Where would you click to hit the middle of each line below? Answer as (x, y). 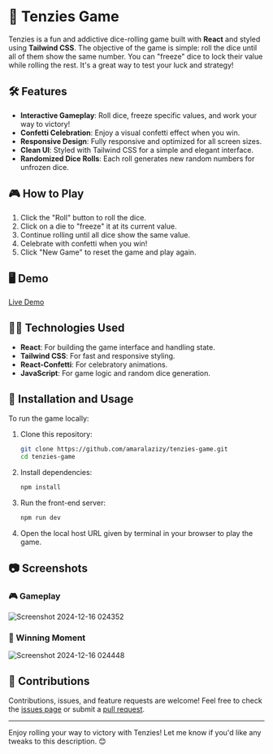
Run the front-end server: (63, 503)
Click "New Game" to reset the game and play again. (108, 252)
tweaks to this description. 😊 (58, 741)
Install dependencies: (56, 472)
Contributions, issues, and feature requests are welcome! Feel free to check (135, 701)
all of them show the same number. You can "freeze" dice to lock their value (136, 56)
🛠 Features (38, 92)
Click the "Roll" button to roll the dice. (83, 217)
